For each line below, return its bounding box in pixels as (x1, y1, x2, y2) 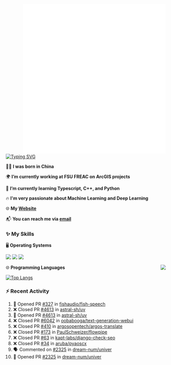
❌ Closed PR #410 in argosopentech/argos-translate (13, 323, 123, 329)
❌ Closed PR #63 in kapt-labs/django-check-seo (13, 334, 116, 341)
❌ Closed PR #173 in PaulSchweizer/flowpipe (13, 329, 108, 335)
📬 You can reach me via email (6, 216, 72, 222)
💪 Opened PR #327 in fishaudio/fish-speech (13, 301, 106, 307)
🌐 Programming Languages (6, 264, 65, 270)
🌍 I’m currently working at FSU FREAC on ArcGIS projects (6, 173, 130, 179)
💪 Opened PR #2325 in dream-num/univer (13, 354, 101, 360)
